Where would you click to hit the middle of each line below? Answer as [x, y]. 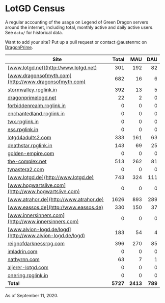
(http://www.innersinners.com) [43, 221]
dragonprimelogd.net [32, 98]
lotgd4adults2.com [29, 137]
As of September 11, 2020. [32, 295]
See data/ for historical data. [34, 32]
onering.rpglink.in [28, 275]
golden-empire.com [31, 153]
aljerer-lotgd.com [28, 267]
